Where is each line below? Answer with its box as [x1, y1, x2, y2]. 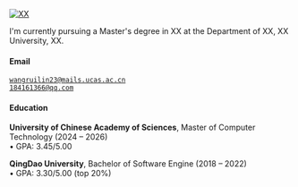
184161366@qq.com [9, 83, 74, 93]
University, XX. [9, 36, 64, 46]
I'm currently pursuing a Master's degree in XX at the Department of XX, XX [9, 26, 289, 36]
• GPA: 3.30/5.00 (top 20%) [9, 168, 112, 179]
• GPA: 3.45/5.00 [9, 141, 72, 152]
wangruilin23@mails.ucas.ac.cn [9, 76, 126, 85]
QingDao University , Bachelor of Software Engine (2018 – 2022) [9, 158, 248, 169]
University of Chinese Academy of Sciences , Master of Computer [9, 122, 256, 133]
